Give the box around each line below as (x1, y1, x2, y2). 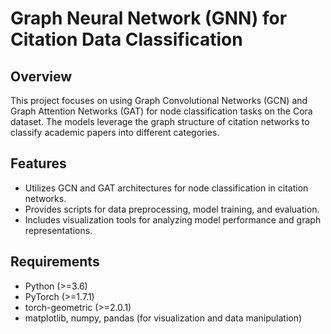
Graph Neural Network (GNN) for (10, 7, 288, 30)
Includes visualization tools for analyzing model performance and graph (24, 213, 322, 226)
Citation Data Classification (10, 28, 243, 51)
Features (10, 155, 67, 172)
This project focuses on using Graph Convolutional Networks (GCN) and (10, 95, 308, 106)
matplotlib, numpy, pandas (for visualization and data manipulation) (24, 312, 303, 324)
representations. (24, 224, 93, 236)
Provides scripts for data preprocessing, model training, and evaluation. (24, 203, 320, 215)
